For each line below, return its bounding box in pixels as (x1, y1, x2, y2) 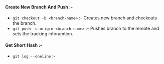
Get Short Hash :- (5, 42, 43, 48)
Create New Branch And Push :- (5, 4, 73, 10)
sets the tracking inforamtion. (12, 31, 74, 37)
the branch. (12, 20, 37, 26)
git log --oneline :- (12, 53, 56, 59)
